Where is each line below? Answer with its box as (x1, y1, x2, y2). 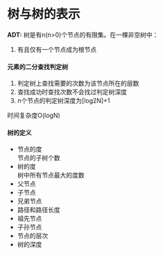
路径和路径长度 (17, 206, 60, 214)
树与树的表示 (7, 6, 81, 22)
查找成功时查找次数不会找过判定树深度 (17, 88, 127, 96)
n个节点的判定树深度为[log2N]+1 (17, 96, 110, 105)
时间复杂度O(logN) (7, 112, 60, 120)
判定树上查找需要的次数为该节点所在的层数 (17, 79, 139, 87)
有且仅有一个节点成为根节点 (17, 45, 97, 53)
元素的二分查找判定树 (7, 62, 68, 71)
